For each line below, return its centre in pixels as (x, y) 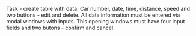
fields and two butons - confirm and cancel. (61, 28)
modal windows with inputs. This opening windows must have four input (96, 21)
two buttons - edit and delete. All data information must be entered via (93, 15)
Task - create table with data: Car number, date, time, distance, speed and (98, 9)
